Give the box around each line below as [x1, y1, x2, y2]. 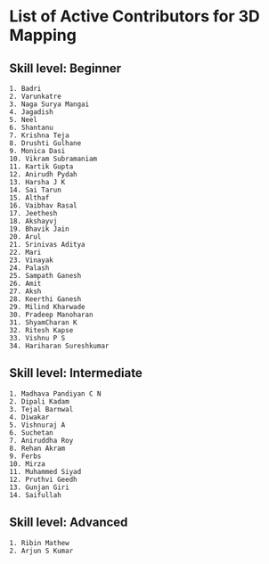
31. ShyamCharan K [9, 318, 77, 327]
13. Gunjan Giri [9, 483, 69, 492]
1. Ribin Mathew [9, 538, 69, 547]
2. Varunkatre [9, 92, 62, 101]
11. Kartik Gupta [9, 162, 74, 171]
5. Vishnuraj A [9, 421, 66, 429]
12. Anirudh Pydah [9, 170, 77, 179]
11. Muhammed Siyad [9, 467, 82, 476]
